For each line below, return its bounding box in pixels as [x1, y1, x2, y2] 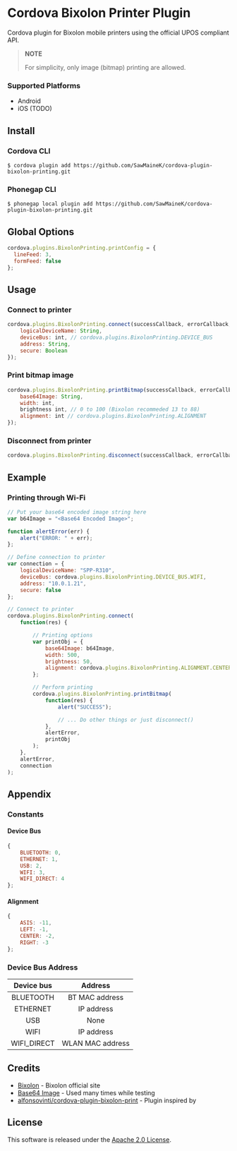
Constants [7, 809, 44, 819]
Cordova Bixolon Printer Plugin [7, 5, 191, 21]
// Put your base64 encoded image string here [7, 508, 147, 516]
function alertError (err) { [7, 528, 90, 535]
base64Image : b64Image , [44, 644, 115, 652]
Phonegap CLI [7, 184, 56, 194]
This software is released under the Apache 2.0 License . [7, 1135, 171, 1144]
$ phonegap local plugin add [7, 200, 93, 207]
